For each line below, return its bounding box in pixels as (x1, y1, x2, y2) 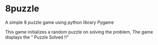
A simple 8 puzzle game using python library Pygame (5, 19, 114, 25)
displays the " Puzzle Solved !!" (5, 34, 69, 40)
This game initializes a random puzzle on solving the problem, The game (5, 29, 154, 35)
